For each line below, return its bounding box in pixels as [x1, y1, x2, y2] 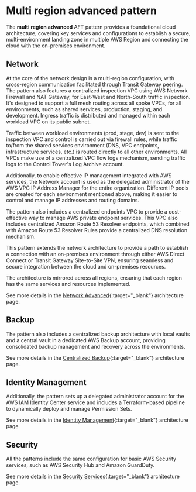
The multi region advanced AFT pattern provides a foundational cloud [6, 23, 176, 30]
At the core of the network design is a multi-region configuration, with [6, 74, 174, 81]
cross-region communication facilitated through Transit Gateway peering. [6, 81, 183, 88]
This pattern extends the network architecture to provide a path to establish [6, 244, 188, 251]
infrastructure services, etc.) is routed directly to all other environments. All [6, 148, 187, 155]
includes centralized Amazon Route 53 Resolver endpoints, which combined [6, 221, 190, 228]
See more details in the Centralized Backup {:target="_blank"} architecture [6, 354, 184, 361]
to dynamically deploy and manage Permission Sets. [6, 405, 132, 412]
